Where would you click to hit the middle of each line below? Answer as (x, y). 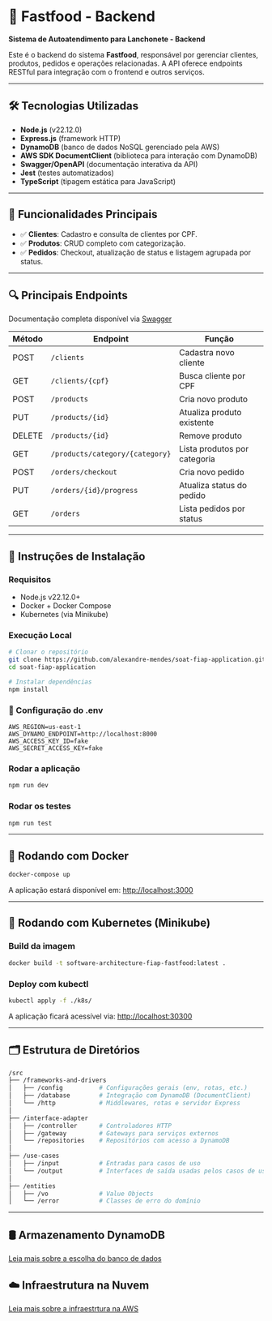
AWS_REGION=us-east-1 (45, 727)
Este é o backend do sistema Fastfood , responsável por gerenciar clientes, (134, 54)
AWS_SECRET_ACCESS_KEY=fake (56, 748)
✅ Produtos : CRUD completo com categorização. (103, 243)
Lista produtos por (214, 449)
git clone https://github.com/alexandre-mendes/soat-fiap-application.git (137, 660)
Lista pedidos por (212, 508)
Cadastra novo (207, 353)
